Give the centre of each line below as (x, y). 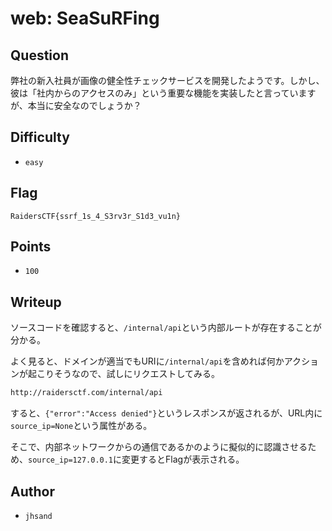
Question (39, 55)
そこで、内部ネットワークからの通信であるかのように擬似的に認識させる (159, 447)
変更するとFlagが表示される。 (183, 459)
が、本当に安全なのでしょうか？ (76, 105)
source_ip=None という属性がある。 (81, 426)
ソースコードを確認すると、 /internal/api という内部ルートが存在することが (166, 328)
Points (31, 247)
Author (32, 491)
